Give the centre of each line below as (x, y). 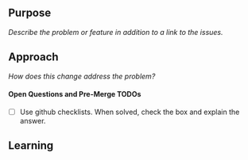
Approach (33, 57)
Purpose (30, 13)
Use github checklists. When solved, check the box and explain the (130, 112)
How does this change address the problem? (82, 76)
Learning (31, 146)
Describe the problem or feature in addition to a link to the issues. (116, 32)
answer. (33, 120)
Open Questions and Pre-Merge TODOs (75, 94)
